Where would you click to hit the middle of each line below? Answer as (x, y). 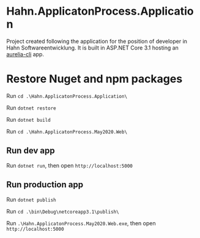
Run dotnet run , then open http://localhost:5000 (69, 165)
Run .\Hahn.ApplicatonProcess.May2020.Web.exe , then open (81, 223)
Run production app (45, 185)
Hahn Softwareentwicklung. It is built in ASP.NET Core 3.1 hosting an (93, 48)
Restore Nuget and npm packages (94, 79)
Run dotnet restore (31, 108)
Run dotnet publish (31, 199)
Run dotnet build (28, 119)
